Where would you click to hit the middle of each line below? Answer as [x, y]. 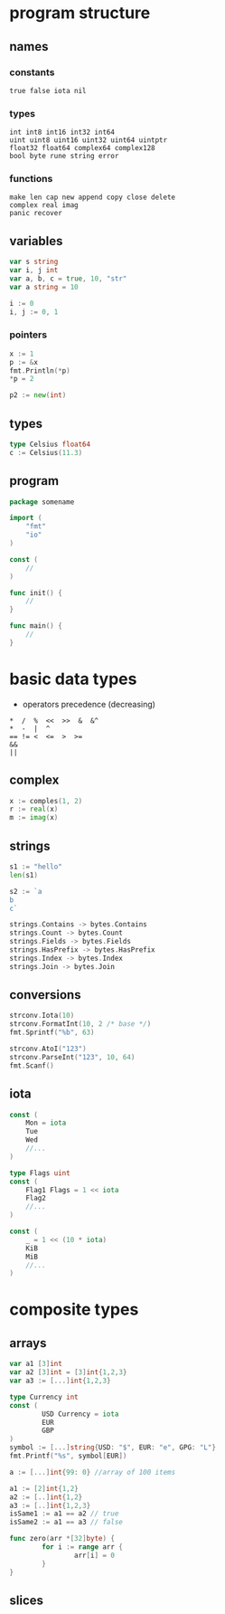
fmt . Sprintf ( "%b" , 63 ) [52, 1033]
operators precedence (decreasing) [89, 704]
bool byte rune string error [64, 157]
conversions [45, 995]
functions [31, 179]
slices [26, 1600]
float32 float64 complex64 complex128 [82, 148]
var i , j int [34, 271]
